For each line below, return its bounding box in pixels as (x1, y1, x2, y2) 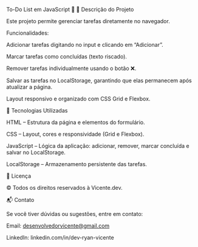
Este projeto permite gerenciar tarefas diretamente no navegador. (6, 18, 170, 24)
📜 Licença (6, 172, 32, 179)
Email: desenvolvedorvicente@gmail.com (6, 222, 110, 229)
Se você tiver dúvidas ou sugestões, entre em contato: (6, 210, 143, 217)
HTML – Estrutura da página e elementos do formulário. (6, 119, 145, 126)
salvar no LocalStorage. (6, 149, 66, 156)
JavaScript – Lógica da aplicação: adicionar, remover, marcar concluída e (6, 142, 189, 149)
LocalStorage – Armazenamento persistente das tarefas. (6, 161, 148, 167)
